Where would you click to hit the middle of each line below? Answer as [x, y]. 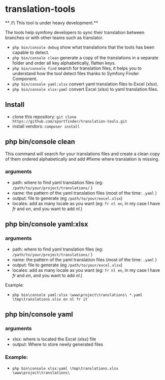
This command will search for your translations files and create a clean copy [82, 154]
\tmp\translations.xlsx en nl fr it [50, 299]
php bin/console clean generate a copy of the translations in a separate [85, 57]
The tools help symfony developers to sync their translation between [75, 32]
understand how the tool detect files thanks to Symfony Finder [76, 73]
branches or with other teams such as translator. [54, 38]
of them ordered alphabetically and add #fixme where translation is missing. [82, 159]
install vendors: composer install [46, 126]
